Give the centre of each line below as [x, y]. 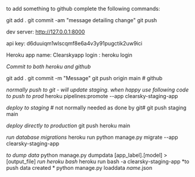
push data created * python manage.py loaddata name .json [79, 168]
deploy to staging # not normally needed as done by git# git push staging [96, 108]
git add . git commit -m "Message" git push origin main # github [84, 78]
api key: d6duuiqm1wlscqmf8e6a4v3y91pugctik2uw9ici [74, 43]
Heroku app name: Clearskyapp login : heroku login [69, 55]
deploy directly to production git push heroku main [68, 126]
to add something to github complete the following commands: [83, 9]
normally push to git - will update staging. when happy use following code [97, 90]
